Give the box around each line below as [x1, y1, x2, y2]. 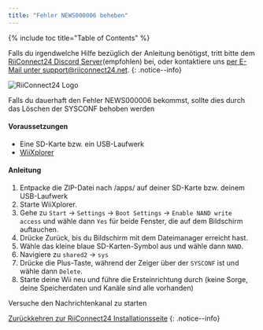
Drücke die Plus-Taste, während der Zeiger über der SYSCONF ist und [19, 258, 239, 268]
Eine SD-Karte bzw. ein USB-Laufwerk [19, 139, 145, 148]
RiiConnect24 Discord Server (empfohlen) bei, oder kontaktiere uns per [8, 57, 238, 66]
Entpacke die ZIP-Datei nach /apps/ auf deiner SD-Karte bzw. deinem [19, 183, 246, 192]
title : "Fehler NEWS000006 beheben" [8, 11, 128, 20]
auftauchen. [19, 225, 59, 234]
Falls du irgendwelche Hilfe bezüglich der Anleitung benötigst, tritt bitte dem [8, 48, 255, 57]
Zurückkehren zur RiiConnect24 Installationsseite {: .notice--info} [8, 313, 220, 323]
